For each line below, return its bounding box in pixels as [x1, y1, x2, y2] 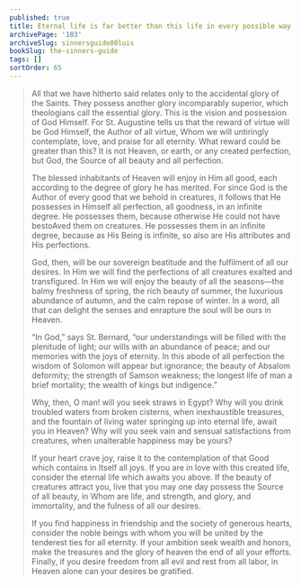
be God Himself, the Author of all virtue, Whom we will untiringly [31, 126, 270, 137]
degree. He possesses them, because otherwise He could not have [31, 211, 280, 221]
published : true [9, 13, 70, 22]
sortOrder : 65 [9, 64, 63, 73]
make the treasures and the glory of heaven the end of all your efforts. [31, 546, 292, 557]
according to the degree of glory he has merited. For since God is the [31, 182, 288, 193]
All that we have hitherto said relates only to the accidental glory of [31, 87, 279, 99]
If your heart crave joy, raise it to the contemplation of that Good [31, 452, 270, 463]
